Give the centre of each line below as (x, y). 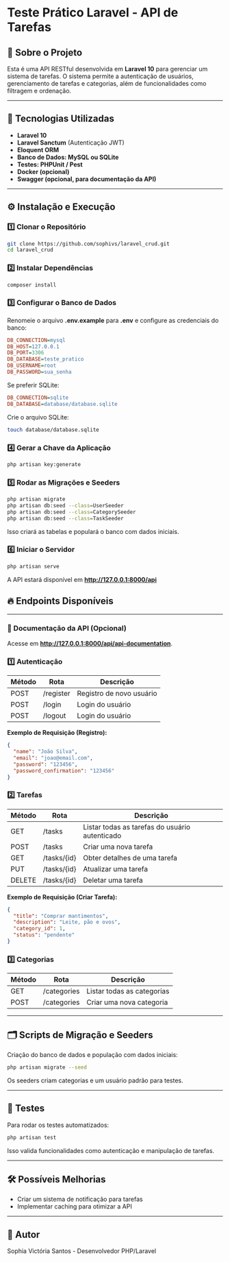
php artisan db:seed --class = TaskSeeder (66, 518)
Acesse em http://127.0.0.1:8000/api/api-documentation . (90, 643)
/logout (54, 716)
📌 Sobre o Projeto (45, 52)
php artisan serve (33, 566)
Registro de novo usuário (117, 694)
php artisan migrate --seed (47, 1067)
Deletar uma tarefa (113, 880)
